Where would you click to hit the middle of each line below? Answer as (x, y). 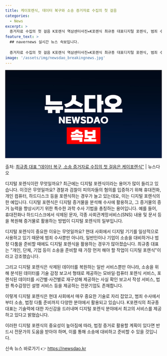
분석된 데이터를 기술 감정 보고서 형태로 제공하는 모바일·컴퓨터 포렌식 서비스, (83, 273)
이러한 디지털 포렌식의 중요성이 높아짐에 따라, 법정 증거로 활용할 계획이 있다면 (80, 325)
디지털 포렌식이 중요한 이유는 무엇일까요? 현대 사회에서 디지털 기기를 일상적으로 (82, 231)
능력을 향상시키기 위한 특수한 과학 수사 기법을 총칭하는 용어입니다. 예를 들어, (84, 208)
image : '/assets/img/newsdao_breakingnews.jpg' (55, 58)
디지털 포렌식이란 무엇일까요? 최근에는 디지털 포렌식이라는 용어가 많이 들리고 (79, 183)
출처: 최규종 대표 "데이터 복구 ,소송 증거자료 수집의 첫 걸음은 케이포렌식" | (76, 167)
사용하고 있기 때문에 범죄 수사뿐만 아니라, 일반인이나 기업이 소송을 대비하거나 (80, 237)
